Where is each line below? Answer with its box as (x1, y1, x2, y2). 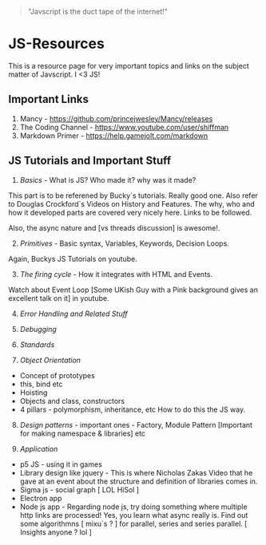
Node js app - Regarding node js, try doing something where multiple (19, 502, 248, 511)
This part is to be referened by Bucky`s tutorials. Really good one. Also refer (8, 191, 258, 200)
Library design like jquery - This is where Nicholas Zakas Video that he (19, 468, 253, 477)
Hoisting (19, 387, 48, 397)
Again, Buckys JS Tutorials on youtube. (8, 254, 137, 263)
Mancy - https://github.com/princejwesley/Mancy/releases (19, 113, 213, 123)
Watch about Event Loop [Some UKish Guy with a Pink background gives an (8, 285, 258, 294)
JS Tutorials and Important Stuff (8, 154, 172, 168)
